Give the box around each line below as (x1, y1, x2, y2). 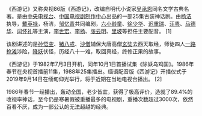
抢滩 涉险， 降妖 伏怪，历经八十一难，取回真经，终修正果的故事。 (6, 48, 164, 55)
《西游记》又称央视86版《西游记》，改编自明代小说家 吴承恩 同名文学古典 (6, 5, 185, 12)
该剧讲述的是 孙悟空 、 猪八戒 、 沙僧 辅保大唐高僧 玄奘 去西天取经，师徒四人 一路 (6, 41, 196, 47)
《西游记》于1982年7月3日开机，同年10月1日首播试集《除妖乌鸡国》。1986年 (6, 60, 194, 68)
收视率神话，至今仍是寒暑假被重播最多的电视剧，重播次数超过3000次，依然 (6, 96, 194, 103)
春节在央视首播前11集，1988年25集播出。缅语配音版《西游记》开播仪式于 (6, 68, 187, 75)
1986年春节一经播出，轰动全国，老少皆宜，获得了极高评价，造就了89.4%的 (6, 88, 193, 95)
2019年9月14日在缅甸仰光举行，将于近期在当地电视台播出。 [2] (6, 75, 162, 83)
